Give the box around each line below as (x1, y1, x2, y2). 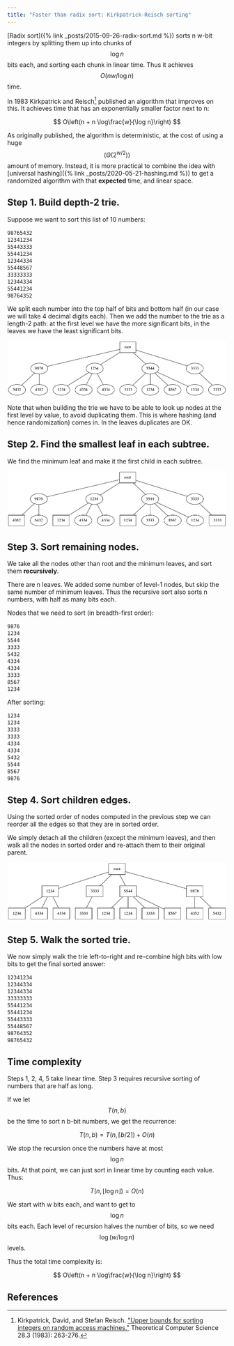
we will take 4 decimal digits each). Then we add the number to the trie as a (7, 312, 225, 320)
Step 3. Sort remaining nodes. (7, 541, 139, 553)
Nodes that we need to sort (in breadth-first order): (7, 609, 155, 617)
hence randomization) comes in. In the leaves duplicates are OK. (7, 418, 193, 427)
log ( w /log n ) (99, 1233, 135, 1241)
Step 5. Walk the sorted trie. (7, 934, 131, 946)
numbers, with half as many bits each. (7, 595, 116, 604)
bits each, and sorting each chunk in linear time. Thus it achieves (7, 60, 194, 69)
